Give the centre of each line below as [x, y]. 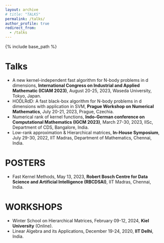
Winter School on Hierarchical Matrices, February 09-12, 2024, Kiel [81, 220]
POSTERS [25, 163]
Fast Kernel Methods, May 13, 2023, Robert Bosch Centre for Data [80, 176]
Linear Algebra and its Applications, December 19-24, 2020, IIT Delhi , [83, 231]
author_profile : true [27, 23]
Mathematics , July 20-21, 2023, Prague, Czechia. [63, 111]
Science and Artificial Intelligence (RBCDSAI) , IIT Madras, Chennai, [82, 182]
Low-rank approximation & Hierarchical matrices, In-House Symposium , [86, 132]
